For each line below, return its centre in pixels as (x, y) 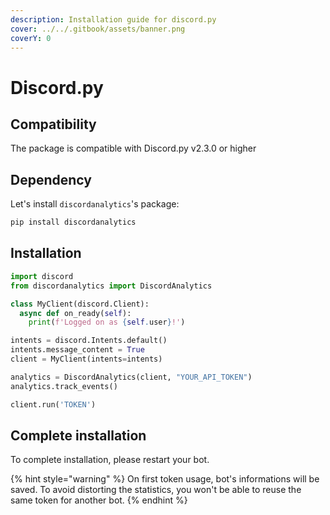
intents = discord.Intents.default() (89, 341)
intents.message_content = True (77, 350)
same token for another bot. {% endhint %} (99, 500)
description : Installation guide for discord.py (113, 19)
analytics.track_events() (64, 386)
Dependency (51, 179)
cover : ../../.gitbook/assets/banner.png (98, 29)
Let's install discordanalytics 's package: (95, 204)
